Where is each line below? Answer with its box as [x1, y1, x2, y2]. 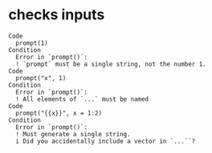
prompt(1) [15, 38, 48, 47]
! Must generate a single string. [15, 130, 131, 138]
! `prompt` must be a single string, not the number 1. [15, 60, 206, 68]
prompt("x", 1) [15, 74, 67, 82]
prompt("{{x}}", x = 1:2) [15, 109, 103, 117]
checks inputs [8, 6, 105, 24]
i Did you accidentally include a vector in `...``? [15, 137, 196, 145]
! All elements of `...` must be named [15, 95, 149, 103]
